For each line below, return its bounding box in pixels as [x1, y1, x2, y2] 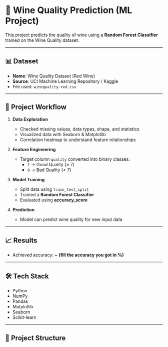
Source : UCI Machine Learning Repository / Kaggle [12, 78, 118, 84]
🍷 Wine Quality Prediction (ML [5, 5, 132, 16]
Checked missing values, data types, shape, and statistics [19, 126, 139, 132]
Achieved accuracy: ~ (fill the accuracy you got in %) [12, 252, 124, 258]
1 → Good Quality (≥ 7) [27, 161, 75, 167]
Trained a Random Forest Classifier [19, 191, 94, 197]
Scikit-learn [12, 314, 36, 320]
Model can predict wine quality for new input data [19, 216, 122, 222]
